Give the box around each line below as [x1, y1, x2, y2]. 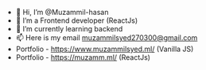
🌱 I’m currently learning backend [15, 24, 123, 33]
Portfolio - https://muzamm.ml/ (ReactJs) [15, 53, 151, 62]
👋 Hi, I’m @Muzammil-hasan [15, 8, 109, 17]
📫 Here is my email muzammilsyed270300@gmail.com [15, 33, 198, 42]
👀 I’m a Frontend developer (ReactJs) [15, 16, 138, 25]
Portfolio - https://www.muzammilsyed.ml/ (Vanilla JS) [15, 44, 194, 53]
